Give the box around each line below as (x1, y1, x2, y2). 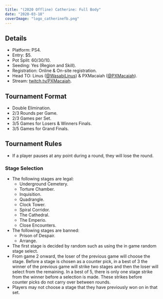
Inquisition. (19, 192, 42, 197)
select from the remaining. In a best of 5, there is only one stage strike (12, 269, 153, 275)
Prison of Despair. (19, 233, 55, 239)
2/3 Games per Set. (12, 115, 52, 121)
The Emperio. (19, 217, 47, 223)
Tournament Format (5, 92, 67, 100)
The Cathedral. (19, 212, 50, 218)
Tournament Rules (5, 140, 62, 148)
